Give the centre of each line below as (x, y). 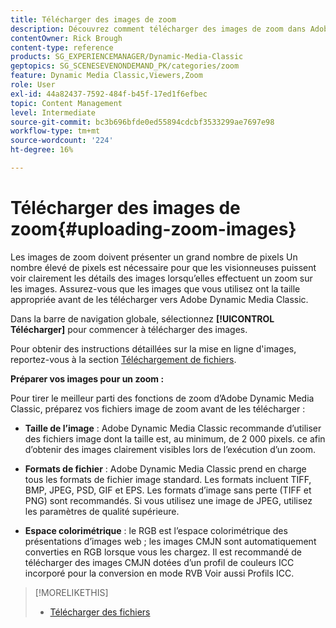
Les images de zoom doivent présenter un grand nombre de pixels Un (154, 257)
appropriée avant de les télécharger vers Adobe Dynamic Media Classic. (159, 299)
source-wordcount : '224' (62, 141)
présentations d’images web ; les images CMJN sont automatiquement (170, 541)
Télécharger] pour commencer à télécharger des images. (129, 329)
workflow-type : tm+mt (55, 131)
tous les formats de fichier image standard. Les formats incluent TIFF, (168, 479)
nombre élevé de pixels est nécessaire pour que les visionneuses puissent (163, 267)
